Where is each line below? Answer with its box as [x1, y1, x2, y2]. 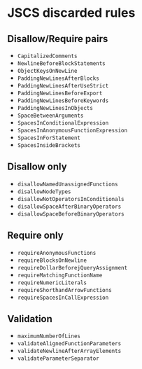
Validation [7, 313, 52, 325]
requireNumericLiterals [17, 279, 87, 286]
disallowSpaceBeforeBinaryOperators [17, 210, 125, 218]
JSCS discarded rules [7, 5, 136, 21]
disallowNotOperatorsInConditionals [17, 195, 125, 202]
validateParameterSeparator [17, 355, 99, 362]
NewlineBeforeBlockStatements [17, 60, 106, 67]
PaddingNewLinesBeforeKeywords [17, 97, 109, 104]
